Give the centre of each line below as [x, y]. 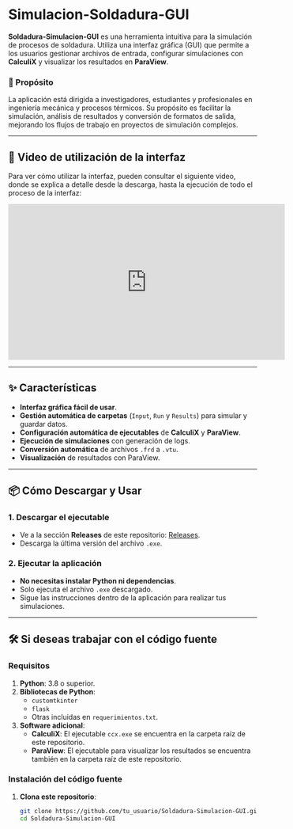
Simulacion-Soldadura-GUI [99, 15]
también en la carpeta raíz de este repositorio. [106, 759]
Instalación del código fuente [65, 779]
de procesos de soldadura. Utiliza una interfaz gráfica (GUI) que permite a [129, 44]
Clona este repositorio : [58, 797]
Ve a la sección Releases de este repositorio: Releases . [110, 534]
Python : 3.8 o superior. [57, 683]
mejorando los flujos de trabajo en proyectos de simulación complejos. [123, 125]
